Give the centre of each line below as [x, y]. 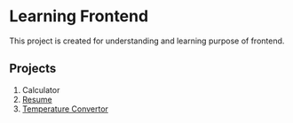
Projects [33, 69]
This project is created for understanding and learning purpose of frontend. [147, 41]
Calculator [41, 89]
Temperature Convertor [65, 109]
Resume [37, 99]
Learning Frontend [79, 16]
